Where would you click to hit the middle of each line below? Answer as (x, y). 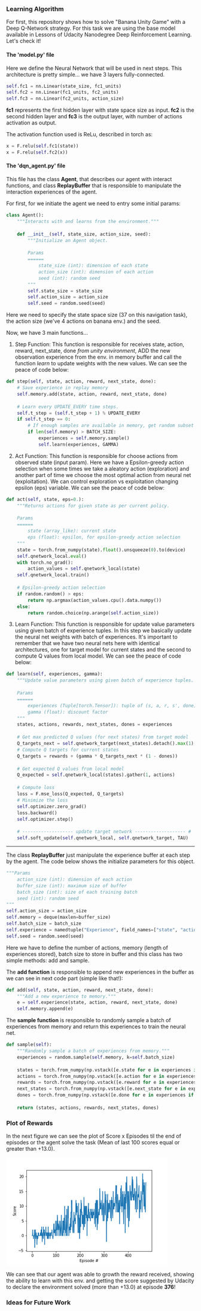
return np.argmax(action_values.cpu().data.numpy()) (95, 600)
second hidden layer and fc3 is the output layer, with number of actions (94, 117)
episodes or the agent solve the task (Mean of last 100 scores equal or (93, 1142)
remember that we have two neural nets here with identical (87, 643)
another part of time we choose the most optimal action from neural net (103, 475)
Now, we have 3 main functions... (47, 333)
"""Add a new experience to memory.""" (67, 996)
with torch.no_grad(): (45, 563)
